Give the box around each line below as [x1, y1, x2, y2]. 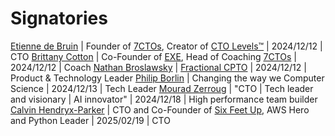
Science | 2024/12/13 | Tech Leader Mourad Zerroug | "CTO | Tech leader [10, 82, 314, 94]
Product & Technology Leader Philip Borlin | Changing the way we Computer [10, 72, 325, 84]
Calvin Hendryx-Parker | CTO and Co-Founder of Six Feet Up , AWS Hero [10, 103, 310, 116]
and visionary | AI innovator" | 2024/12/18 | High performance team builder [10, 93, 318, 105]
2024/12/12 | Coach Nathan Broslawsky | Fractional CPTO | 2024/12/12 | [10, 61, 307, 73]
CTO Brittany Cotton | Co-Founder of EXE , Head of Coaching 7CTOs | [10, 50, 297, 62]
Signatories [10, 7, 108, 30]
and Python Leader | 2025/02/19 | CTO [10, 114, 171, 126]
